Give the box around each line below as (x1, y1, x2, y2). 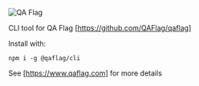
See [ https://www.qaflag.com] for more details (8, 68, 163, 78)
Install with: (8, 39, 47, 48)
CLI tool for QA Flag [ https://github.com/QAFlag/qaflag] (8, 23, 192, 32)
